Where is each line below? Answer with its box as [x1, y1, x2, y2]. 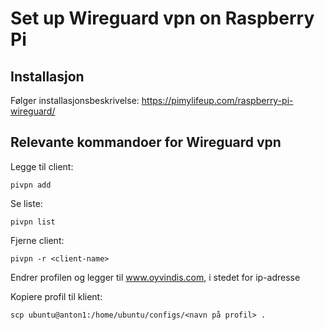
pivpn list [10, 217, 56, 227]
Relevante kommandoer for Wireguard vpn [10, 134, 282, 151]
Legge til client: [10, 160, 74, 172]
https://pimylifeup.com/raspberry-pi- [141, 95, 294, 106]
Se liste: [10, 197, 43, 209]
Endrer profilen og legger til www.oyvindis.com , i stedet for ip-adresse [10, 271, 301, 283]
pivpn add [10, 180, 52, 190]
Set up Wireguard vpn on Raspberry [10, 7, 315, 30]
